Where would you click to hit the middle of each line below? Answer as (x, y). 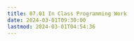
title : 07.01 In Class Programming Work (67, 14)
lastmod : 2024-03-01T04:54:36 (52, 26)
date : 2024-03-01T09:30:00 (47, 20)
